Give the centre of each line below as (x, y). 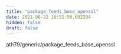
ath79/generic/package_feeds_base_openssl (60, 45)
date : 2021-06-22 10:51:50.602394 (49, 17)
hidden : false (24, 22)
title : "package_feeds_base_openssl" (53, 11)
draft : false (22, 28)
